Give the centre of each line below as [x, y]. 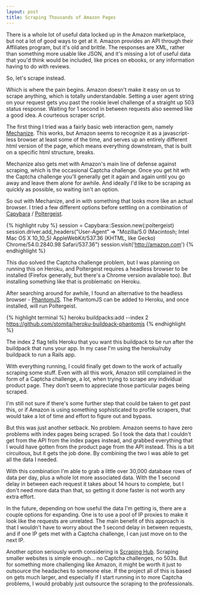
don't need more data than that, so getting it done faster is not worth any [96, 490]
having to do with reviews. [39, 66]
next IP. [16, 540]
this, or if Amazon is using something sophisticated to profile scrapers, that [99, 410]
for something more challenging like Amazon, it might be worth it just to [94, 564]
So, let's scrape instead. [36, 78]
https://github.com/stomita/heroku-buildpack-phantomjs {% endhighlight [96, 324]
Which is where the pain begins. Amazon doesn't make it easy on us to [93, 89]
